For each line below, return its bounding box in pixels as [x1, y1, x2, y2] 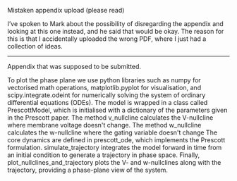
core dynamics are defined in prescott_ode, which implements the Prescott [7, 136, 226, 144]
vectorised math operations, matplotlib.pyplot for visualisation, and [7, 84, 202, 92]
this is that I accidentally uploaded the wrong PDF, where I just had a [7, 35, 207, 43]
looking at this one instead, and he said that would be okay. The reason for [7, 27, 224, 35]
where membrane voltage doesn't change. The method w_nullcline [7, 121, 202, 129]
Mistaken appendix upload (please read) [7, 6, 125, 14]
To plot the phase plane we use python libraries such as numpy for [7, 76, 201, 84]
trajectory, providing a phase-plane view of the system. [7, 166, 168, 174]
